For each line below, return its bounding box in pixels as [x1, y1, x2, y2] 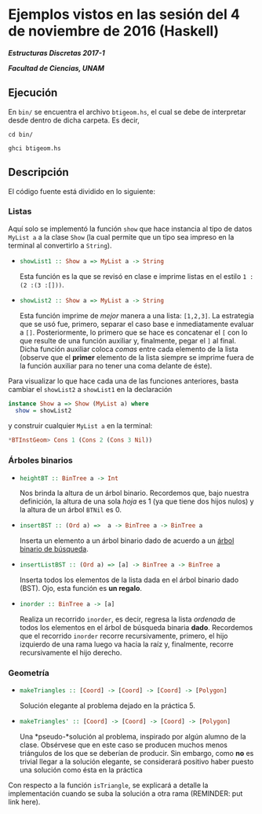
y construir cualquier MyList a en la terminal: [8, 421, 153, 431]
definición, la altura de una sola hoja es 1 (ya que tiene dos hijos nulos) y [19, 497, 254, 506]
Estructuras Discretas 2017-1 [8, 48, 106, 57]
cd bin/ [8, 130, 34, 138]
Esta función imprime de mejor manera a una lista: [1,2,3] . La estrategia [19, 310, 255, 320]
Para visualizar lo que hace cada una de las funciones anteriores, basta [8, 376, 239, 386]
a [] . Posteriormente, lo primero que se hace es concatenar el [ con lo [19, 328, 248, 337]
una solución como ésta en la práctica [19, 765, 143, 775]
